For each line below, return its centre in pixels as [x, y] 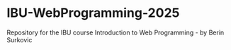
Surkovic [19, 39]
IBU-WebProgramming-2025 [93, 13]
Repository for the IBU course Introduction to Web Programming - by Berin [115, 32]
